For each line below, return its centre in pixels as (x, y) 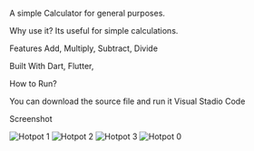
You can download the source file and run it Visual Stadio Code (127, 101)
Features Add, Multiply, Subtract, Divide (84, 48)
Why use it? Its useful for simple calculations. (94, 30)
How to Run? (33, 84)
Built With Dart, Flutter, (52, 66)
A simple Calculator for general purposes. (88, 13)
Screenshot (31, 119)
